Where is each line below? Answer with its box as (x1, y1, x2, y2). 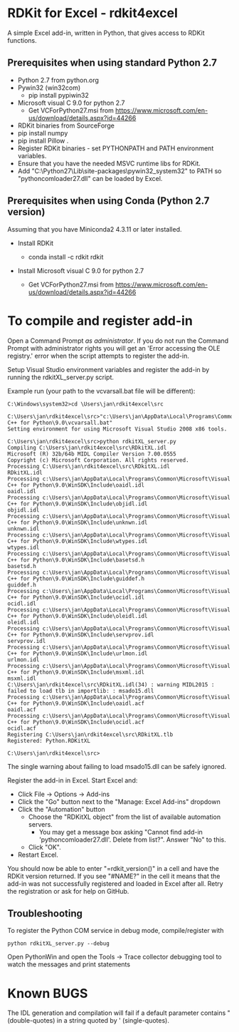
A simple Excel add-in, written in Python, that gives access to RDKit (7, 29, 205, 37)
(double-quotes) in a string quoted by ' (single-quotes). (7, 1016, 169, 1025)
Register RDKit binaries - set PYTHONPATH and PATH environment (17, 144, 214, 153)
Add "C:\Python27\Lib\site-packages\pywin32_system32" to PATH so (17, 166, 222, 175)
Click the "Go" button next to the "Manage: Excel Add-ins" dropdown (17, 797, 221, 806)
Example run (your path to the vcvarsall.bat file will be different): (7, 386, 196, 395)
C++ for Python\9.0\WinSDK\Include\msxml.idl (7, 669, 144, 676)
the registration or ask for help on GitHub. (7, 887, 129, 895)
